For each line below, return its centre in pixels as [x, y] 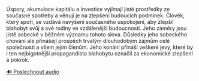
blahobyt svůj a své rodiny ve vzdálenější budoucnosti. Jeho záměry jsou [97, 28]
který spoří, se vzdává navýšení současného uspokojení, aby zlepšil [90, 22]
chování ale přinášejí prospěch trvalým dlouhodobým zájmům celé [88, 41]
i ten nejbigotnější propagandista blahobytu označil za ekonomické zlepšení [99, 53]
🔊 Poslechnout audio [33, 72]
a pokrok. [18, 60]
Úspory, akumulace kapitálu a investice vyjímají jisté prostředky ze [88, 9]
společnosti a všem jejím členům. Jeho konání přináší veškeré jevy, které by [100, 47]
